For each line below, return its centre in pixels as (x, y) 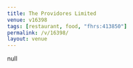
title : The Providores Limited (52, 13)
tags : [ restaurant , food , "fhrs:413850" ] (67, 26)
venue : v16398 (27, 20)
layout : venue (27, 39)
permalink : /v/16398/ (38, 33)
